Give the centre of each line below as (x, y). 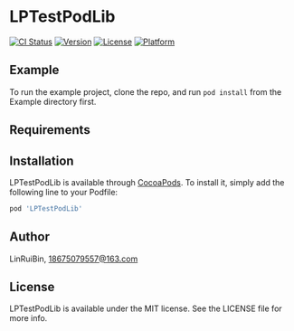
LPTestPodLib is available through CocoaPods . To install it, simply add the (147, 182)
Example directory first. (53, 101)
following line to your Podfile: (64, 192)
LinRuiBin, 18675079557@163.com (74, 259)
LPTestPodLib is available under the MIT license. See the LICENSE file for (146, 308)
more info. (28, 318)
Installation (42, 161)
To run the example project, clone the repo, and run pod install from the (146, 91)
